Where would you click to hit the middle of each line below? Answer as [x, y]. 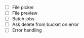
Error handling [27, 30]
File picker [23, 7]
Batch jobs [23, 19]
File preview [25, 13]
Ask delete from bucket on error [45, 24]
